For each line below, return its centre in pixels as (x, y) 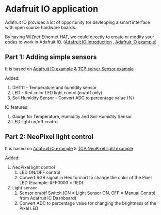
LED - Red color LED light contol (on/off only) (57, 92)
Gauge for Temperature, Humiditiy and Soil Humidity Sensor (72, 116)
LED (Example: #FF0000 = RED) (51, 183)
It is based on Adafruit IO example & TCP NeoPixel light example (69, 148)
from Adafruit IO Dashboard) (48, 198)
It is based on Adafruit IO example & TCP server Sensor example (70, 69)
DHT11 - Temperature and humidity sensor (54, 87)
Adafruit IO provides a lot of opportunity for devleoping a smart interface (78, 22)
